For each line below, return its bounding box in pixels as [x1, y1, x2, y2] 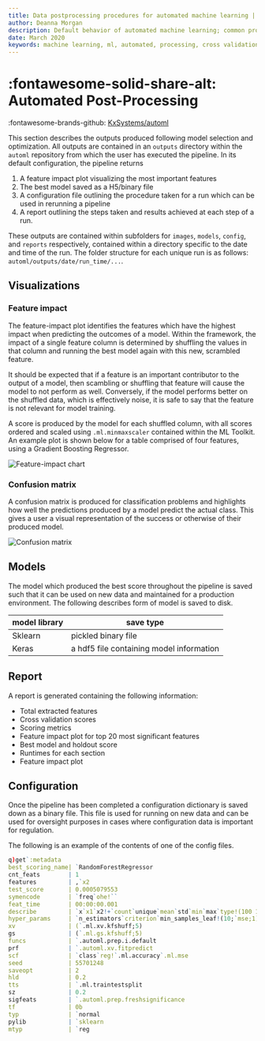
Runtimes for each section [19, 748, 106, 757]
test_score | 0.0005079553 [8, 885, 118, 893]
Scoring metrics [19, 722, 72, 732]
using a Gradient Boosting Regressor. [8, 443, 129, 453]
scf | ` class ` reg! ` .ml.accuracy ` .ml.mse [8, 952, 189, 960]
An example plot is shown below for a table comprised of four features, [8, 436, 239, 445]
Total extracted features [19, 706, 98, 715]
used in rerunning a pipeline [19, 199, 110, 209]
